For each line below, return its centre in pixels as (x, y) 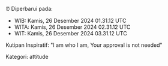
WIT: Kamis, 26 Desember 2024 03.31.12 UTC (70, 33)
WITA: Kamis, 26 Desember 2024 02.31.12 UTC (72, 27)
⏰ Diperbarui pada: (29, 9)
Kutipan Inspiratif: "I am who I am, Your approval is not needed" (84, 45)
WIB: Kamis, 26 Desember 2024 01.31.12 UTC (70, 21)
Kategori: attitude (27, 57)
